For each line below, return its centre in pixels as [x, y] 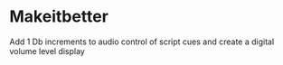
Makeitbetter [59, 17]
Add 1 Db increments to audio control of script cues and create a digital [142, 42]
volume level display [47, 51]
